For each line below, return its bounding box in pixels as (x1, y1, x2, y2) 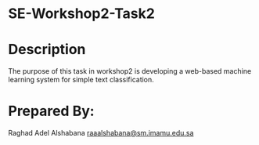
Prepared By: (8, 103, 95, 120)
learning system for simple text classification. (8, 75, 154, 85)
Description (8, 41, 86, 59)
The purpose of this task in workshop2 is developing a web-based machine (8, 67, 252, 76)
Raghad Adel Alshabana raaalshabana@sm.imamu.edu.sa (8, 129, 194, 138)
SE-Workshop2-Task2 (8, 5, 155, 23)
